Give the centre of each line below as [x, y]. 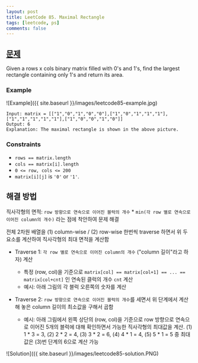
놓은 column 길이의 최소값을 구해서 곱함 [67, 307]
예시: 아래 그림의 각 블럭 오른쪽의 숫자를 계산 [75, 287]
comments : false [26, 28]
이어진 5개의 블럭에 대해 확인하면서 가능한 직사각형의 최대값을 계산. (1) [111, 327]
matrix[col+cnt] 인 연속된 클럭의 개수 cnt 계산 [78, 279]
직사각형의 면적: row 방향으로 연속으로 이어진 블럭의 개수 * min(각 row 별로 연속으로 [98, 212]
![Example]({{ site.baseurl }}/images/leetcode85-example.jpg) [82, 103]
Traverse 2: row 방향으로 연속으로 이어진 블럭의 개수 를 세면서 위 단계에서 [96, 299]
